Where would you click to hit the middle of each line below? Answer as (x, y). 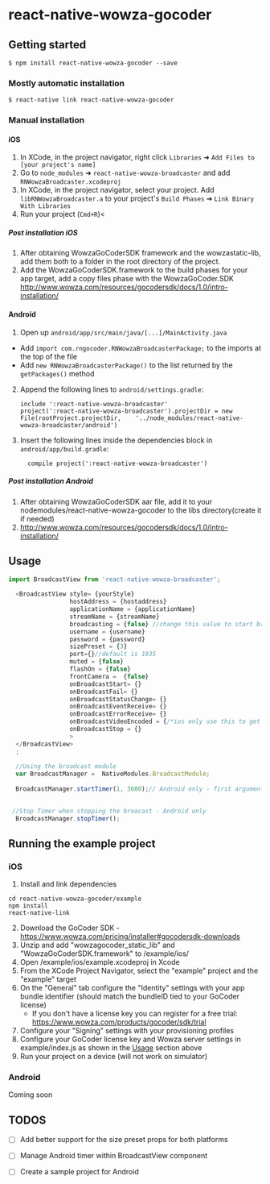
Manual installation (47, 120)
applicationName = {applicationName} (133, 609)
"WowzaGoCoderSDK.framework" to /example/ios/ (104, 953)
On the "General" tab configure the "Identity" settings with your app (132, 988)
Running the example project (82, 843)
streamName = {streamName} (115, 617)
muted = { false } (97, 662)
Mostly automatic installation (67, 83)
